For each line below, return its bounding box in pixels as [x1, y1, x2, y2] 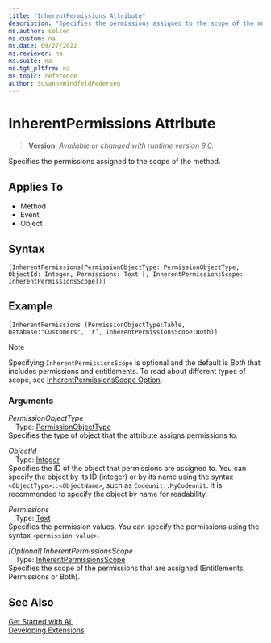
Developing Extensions [8, 625, 85, 635]
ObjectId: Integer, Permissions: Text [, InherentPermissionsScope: [8, 271, 244, 279]
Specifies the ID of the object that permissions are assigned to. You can [8, 464, 247, 473]
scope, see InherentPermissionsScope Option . [8, 375, 163, 385]
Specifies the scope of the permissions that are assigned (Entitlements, [8, 563, 246, 574]
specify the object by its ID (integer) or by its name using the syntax [8, 472, 234, 481]
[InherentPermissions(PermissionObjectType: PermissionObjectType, [8, 263, 240, 271]
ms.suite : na [8, 57, 52, 65]
